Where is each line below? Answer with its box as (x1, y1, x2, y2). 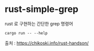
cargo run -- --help (5, 30, 48, 35)
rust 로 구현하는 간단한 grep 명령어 (5, 20, 73, 26)
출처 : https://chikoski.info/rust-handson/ (5, 40, 89, 46)
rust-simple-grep (5, 3, 78, 15)
